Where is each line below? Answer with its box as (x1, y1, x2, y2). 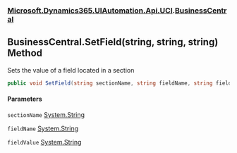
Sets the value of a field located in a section (7, 66, 135, 74)
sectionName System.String (7, 110, 85, 118)
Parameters (7, 94, 42, 104)
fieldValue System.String (7, 137, 82, 146)
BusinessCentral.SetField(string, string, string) (7, 36, 219, 48)
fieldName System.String (7, 124, 79, 133)
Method (7, 47, 43, 59)
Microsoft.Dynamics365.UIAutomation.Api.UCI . (7, 6, 175, 16)
